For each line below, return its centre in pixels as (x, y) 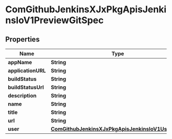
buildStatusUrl (26, 87)
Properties (23, 39)
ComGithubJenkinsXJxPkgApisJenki (86, 9)
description (22, 96)
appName (20, 62)
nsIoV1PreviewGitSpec (55, 20)
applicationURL (27, 71)
